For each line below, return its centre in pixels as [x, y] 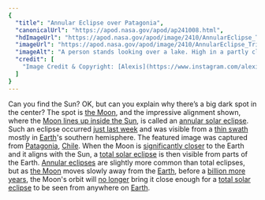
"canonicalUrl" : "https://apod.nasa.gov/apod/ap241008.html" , [119, 30]
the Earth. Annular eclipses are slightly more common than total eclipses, [127, 162]
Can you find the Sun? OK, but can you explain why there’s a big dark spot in [132, 104]
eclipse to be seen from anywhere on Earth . [79, 187]
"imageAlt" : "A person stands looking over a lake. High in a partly [132, 52]
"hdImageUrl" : [38, 37]
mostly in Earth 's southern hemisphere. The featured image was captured [128, 137]
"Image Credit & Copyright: [68, 67]
